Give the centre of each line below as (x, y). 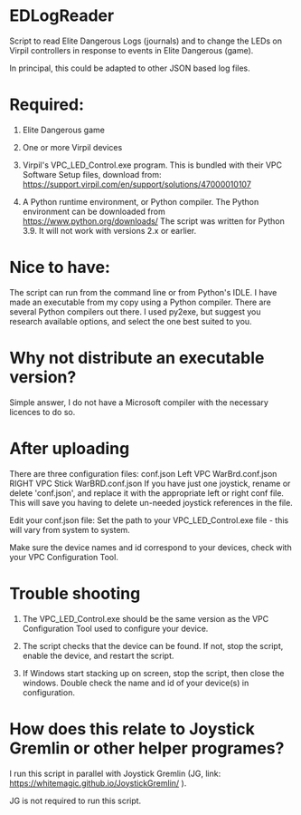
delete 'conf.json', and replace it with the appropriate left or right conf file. (147, 493)
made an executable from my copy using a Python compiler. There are (140, 302)
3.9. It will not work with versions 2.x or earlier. (109, 230)
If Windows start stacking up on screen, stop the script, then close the (153, 673)
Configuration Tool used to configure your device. (115, 628)
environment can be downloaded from (94, 211)
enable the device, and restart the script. (98, 655)
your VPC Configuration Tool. (64, 557)
